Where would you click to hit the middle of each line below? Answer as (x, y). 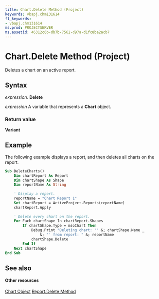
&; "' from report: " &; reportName (77, 235)
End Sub (13, 253)
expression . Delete (24, 97)
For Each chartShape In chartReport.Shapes (59, 221)
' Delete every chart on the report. (52, 216)
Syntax (16, 85)
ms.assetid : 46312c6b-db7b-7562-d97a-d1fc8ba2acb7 (57, 32)
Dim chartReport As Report (41, 176)
